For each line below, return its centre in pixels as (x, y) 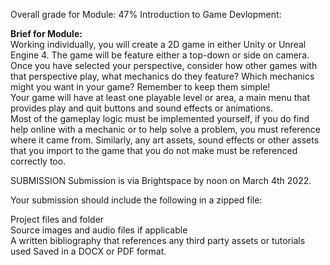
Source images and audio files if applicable (99, 230)
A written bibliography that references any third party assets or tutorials (158, 240)
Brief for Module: (46, 33)
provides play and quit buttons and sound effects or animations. (142, 108)
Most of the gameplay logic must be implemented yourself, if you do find (160, 118)
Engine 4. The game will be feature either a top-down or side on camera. (160, 55)
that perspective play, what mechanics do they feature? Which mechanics (162, 76)
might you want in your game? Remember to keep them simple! (140, 87)
